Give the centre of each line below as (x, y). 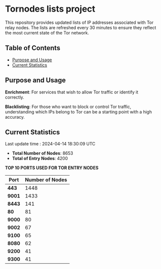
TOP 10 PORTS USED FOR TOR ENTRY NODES (52, 168)
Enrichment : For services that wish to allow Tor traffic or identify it (72, 92)
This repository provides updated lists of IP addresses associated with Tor (79, 22)
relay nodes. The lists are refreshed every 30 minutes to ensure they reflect (81, 27)
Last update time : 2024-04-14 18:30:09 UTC (50, 144)
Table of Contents (33, 48)
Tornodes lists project (50, 9)
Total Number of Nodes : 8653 (43, 153)
